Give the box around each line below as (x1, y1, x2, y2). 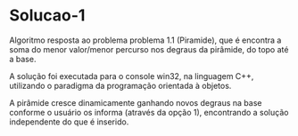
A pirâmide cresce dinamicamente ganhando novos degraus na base (9, 97, 262, 108)
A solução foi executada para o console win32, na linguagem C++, (9, 70, 254, 81)
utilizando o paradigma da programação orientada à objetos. (9, 80, 232, 91)
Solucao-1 (9, 5, 86, 26)
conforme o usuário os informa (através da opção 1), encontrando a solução (9, 107, 289, 117)
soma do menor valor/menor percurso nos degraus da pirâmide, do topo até (9, 44, 289, 54)
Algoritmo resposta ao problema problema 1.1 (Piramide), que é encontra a (9, 35, 282, 45)
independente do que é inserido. (9, 116, 129, 127)
